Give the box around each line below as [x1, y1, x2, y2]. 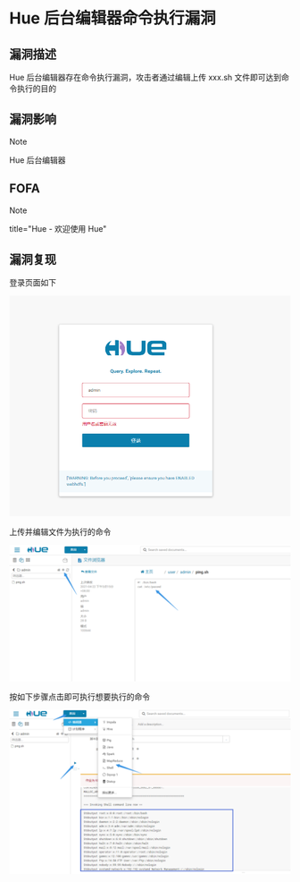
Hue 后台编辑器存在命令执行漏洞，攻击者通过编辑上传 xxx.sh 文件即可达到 [9, 72, 282, 82]
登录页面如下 [9, 277, 56, 288]
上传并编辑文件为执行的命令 [9, 527, 112, 538]
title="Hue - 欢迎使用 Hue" [9, 223, 107, 233]
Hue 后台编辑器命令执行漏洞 [9, 8, 216, 29]
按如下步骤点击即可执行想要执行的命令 [9, 691, 150, 702]
